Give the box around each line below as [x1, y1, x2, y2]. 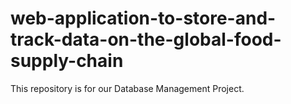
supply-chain [10, 50, 124, 72]
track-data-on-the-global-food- [10, 28, 282, 51]
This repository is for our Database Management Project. [10, 82, 245, 94]
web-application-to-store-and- [10, 7, 277, 30]
